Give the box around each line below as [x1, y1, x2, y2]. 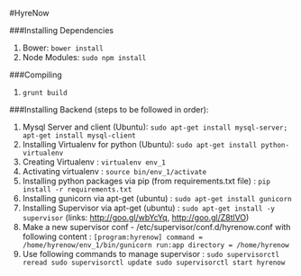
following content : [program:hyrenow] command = [22, 231, 203, 242]
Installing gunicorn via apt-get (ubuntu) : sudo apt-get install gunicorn [22, 193, 292, 203]
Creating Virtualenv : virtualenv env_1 [22, 156, 167, 167]
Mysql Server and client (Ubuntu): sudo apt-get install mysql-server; [22, 121, 288, 132]
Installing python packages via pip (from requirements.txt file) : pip [22, 175, 270, 186]
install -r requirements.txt [22, 185, 132, 194]
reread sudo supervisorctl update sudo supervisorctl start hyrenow [22, 258, 286, 267]
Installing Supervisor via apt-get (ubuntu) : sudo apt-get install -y [22, 202, 275, 213]
